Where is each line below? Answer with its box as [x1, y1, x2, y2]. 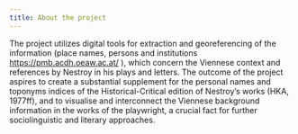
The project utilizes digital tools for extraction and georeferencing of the [9, 38, 276, 49]
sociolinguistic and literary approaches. [9, 114, 156, 125]
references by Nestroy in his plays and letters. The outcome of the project [9, 67, 284, 77]
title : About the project [9, 13, 106, 22]
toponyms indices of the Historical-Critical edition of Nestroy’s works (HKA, [9, 85, 290, 96]
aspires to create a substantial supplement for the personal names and [9, 76, 272, 86]
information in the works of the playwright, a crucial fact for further [9, 104, 258, 115]
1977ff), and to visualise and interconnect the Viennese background [9, 95, 260, 106]
